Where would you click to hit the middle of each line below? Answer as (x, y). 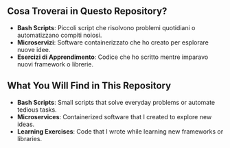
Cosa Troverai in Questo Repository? (87, 11)
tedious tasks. (37, 110)
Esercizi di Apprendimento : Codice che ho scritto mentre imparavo (113, 57)
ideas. (26, 124)
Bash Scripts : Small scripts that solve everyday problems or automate (116, 102)
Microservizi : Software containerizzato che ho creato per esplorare (113, 42)
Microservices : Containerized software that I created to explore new (114, 116)
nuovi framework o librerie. (55, 64)
